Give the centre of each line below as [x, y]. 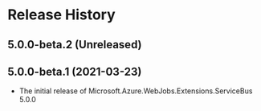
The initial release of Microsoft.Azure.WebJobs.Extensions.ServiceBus [136, 91]
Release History [61, 15]
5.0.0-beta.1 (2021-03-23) [75, 71]
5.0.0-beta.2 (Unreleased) [75, 45]
